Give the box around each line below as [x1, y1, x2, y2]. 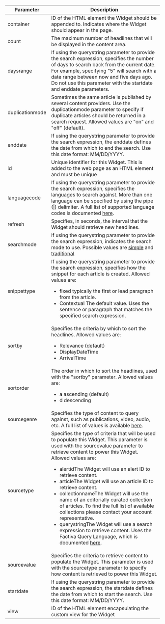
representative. [59, 515, 95, 521]
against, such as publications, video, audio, [51, 416, 151, 423]
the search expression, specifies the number [51, 55, 154, 62]
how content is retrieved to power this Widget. [51, 570, 158, 577]
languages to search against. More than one [51, 191, 153, 198]
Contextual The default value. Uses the [59, 300, 149, 306]
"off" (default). [51, 125, 85, 131]
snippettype [7, 288, 35, 294]
